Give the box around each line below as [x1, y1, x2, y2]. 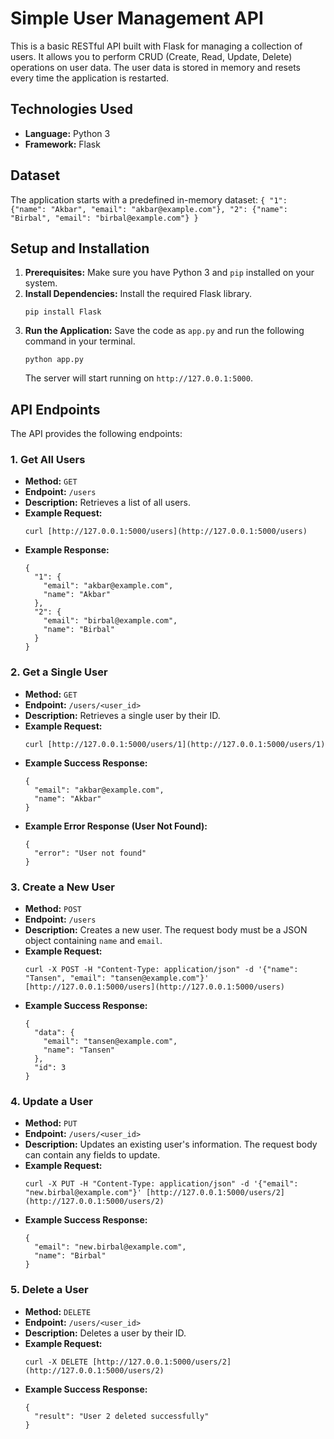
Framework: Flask [24, 138, 101, 150]
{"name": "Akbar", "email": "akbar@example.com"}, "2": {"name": [10, 204, 288, 214]
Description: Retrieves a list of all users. [24, 497, 191, 509]
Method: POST [24, 903, 82, 915]
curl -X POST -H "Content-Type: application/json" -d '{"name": [24, 965, 299, 975]
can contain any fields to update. [24, 1149, 161, 1161]
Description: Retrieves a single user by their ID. [24, 709, 221, 721]
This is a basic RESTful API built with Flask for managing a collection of [10, 40, 303, 52]
